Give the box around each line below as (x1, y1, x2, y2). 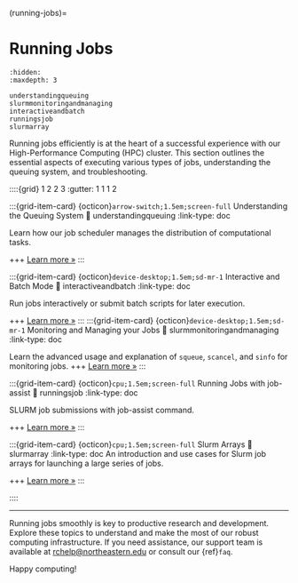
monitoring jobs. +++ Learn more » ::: (9, 360, 146, 371)
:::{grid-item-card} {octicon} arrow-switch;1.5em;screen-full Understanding (9, 200, 288, 212)
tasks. (9, 236, 32, 247)
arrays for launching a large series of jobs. (9, 458, 164, 468)
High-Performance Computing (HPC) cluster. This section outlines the (9, 147, 264, 158)
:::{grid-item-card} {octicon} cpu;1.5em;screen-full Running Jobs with (9, 378, 266, 388)
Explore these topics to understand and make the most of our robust (9, 527, 259, 538)
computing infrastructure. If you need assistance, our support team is (9, 537, 263, 547)
